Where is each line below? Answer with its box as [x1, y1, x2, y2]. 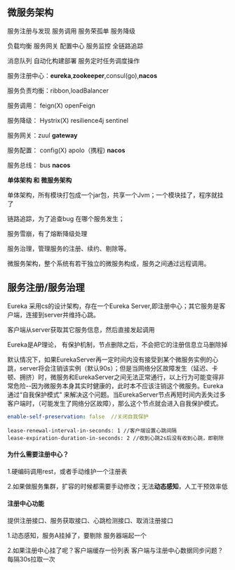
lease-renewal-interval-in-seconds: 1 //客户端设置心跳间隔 [7, 427, 177, 434]
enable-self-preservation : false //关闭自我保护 [7, 413, 149, 420]
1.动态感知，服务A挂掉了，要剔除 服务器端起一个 [7, 531, 147, 539]
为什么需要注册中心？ [7, 450, 69, 458]
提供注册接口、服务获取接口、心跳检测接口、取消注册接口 [7, 516, 173, 524]
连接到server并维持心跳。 [25, 310, 100, 319]
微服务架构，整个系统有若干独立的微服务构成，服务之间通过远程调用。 [7, 259, 210, 267]
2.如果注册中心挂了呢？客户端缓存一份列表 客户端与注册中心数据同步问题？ [7, 546, 224, 555]
